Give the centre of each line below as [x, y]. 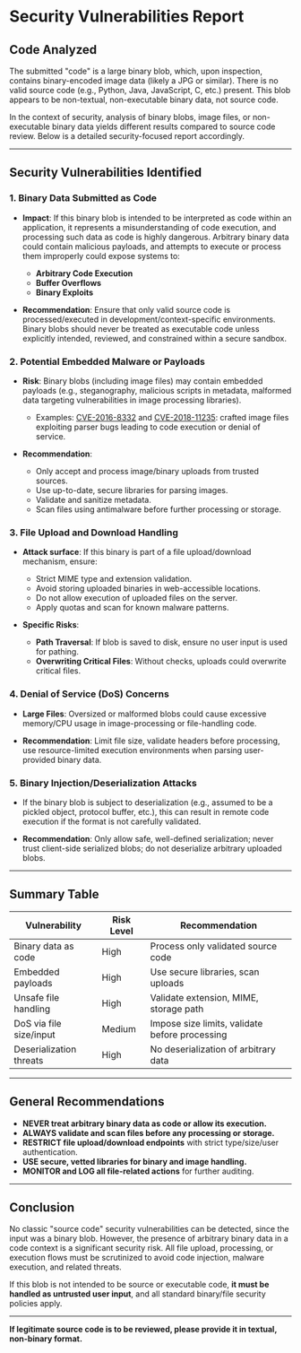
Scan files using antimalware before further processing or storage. [159, 509]
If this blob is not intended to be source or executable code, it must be [139, 1285]
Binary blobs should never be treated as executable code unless [141, 328]
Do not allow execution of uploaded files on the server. [137, 598]
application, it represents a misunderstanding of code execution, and [149, 227]
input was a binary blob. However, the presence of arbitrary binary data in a [149, 1238]
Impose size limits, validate [206, 1023]
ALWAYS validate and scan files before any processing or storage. [148, 1132]
